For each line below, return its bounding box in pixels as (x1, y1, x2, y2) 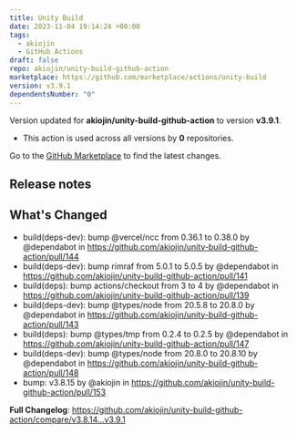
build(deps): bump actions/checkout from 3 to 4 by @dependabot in (22, 280, 280, 291)
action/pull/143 (22, 318, 79, 329)
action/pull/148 (22, 367, 79, 378)
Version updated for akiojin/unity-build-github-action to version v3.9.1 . (9, 115, 282, 126)
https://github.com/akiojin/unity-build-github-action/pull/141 (22, 270, 248, 281)
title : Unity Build (9, 13, 84, 23)
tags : (9, 30, 30, 39)
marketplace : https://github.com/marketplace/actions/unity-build (9, 73, 267, 82)
